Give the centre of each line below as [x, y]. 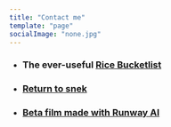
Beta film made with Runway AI [91, 113]
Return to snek [54, 89]
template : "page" [41, 26]
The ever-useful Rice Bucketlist [92, 65]
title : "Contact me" [48, 17]
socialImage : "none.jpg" [55, 34]
